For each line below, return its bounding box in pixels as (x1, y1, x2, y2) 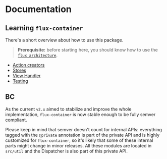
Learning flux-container (5, 24, 83, 32)
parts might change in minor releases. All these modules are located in (5, 142, 152, 148)
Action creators (12, 62, 45, 68)
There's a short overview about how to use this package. (5, 37, 124, 43)
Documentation (5, 4, 72, 15)
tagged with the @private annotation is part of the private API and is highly (5, 132, 160, 138)
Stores (12, 67, 27, 73)
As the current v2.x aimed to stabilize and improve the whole (5, 106, 132, 112)
